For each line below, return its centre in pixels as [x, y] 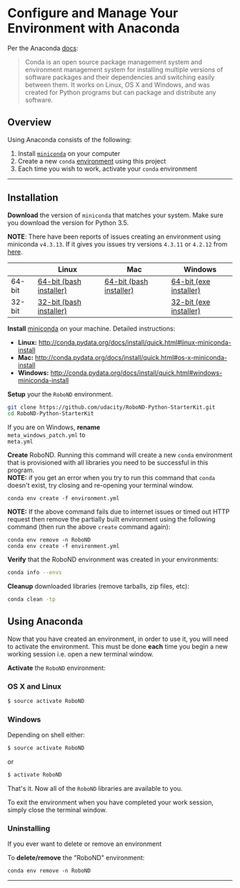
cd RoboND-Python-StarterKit [51, 414]
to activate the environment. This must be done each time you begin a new [118, 646]
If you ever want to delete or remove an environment [85, 844]
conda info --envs [35, 573]
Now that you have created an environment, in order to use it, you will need [118, 639]
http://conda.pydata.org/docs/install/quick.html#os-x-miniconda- [131, 357]
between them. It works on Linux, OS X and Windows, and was [117, 84]
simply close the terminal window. [57, 810]
